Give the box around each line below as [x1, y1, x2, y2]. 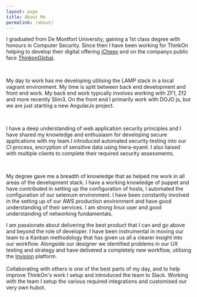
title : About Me [6, 14, 46, 20]
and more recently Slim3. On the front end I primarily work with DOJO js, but [6, 96, 191, 103]
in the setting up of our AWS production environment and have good [6, 198, 172, 205]
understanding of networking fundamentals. [6, 210, 113, 218]
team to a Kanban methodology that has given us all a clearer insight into [6, 234, 183, 241]
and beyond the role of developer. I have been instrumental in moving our [6, 228, 184, 235]
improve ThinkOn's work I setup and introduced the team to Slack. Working [6, 272, 188, 279]
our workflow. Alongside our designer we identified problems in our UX [6, 241, 178, 248]
